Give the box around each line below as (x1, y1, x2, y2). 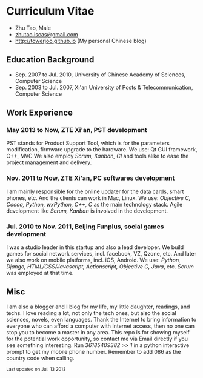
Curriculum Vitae (6, 4, 95, 18)
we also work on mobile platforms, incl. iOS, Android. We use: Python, (6, 256, 181, 264)
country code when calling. (6, 354, 75, 362)
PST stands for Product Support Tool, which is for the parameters (6, 139, 170, 147)
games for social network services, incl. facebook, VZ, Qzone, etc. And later (6, 250, 197, 257)
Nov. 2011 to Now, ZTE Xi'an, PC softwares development (6, 174, 175, 182)
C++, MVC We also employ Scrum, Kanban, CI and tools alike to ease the (6, 153, 189, 160)
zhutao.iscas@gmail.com (15, 30, 78, 38)
